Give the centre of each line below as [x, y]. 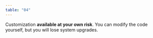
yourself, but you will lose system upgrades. [52, 30]
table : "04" [18, 10]
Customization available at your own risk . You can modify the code [76, 24]
